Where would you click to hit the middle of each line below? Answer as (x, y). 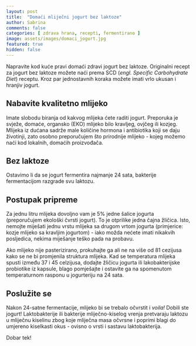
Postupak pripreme (42, 200)
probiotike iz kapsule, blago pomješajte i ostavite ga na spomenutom (89, 269)
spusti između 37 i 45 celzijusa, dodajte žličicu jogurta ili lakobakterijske (93, 263)
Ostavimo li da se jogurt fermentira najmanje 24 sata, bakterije (81, 175)
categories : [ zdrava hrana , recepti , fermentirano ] (73, 33)
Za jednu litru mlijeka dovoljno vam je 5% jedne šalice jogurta (80, 214)
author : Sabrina (26, 22)
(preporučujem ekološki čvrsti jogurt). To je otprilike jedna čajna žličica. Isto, (98, 220)
